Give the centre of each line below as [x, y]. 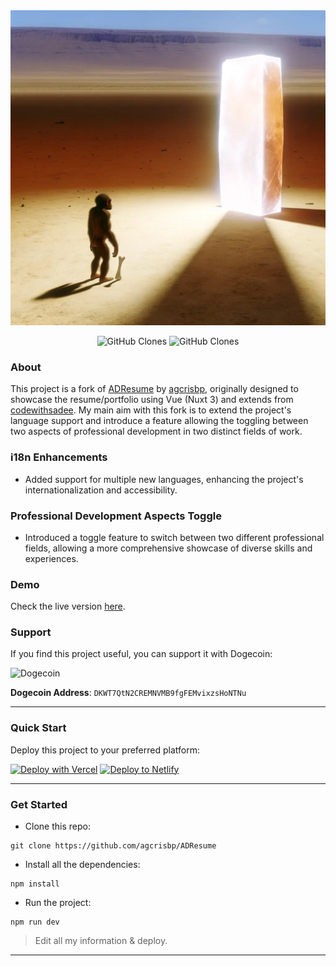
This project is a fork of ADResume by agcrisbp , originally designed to [154, 389]
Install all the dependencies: [82, 865]
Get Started [39, 804]
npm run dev [35, 922]
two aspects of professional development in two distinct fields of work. [156, 431]
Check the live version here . [68, 606]
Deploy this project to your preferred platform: [105, 750]
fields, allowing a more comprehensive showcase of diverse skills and [168, 548]
